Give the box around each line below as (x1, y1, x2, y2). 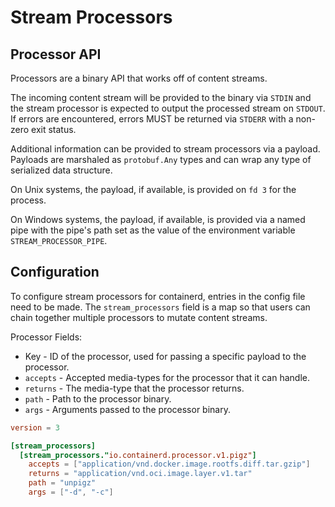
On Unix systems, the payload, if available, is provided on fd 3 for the (10, 184, 297, 195)
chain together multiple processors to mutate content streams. (10, 311, 268, 323)
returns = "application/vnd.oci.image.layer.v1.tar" (28, 469, 253, 479)
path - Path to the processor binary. (24, 392, 172, 405)
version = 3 (10, 422, 60, 433)
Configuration (10, 264, 100, 281)
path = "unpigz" (28, 478, 97, 488)
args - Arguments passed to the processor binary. (24, 403, 231, 415)
